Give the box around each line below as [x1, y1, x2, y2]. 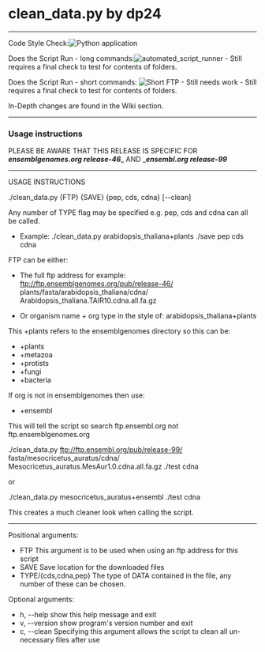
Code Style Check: [8, 38, 69, 47]
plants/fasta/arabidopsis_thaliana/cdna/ [19, 288, 148, 297]
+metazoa [19, 350, 53, 360]
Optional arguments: [8, 594, 75, 605]
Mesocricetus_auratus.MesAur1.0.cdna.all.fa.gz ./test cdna [8, 462, 199, 471]
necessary [19, 635, 54, 645]
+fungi [19, 367, 42, 376]
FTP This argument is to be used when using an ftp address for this [19, 546, 239, 556]
